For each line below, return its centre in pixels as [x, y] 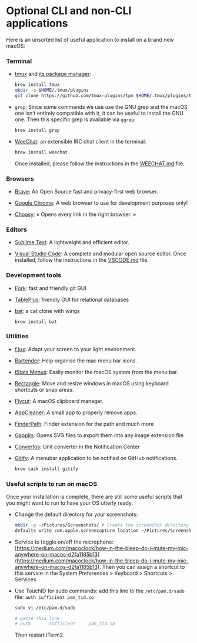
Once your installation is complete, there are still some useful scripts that [94, 497]
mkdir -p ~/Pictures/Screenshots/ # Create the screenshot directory [102, 525]
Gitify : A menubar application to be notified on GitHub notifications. [96, 458]
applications [37, 23]
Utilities [17, 337]
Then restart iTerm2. [39, 635]
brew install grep [37, 130]
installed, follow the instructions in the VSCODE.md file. [82, 260]
